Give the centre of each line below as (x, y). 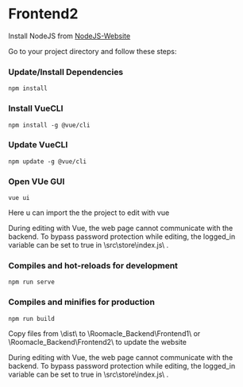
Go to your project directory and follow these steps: (93, 51)
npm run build (32, 319)
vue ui (19, 198)
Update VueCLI (38, 145)
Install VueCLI (36, 108)
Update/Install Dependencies (66, 72)
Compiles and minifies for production (81, 302)
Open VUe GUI (37, 182)
